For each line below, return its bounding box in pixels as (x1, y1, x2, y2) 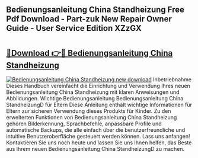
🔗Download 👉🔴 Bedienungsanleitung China (6, 48, 173, 58)
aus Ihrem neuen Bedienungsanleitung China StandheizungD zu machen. (6, 146, 185, 152)
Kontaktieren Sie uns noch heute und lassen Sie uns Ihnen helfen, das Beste (6, 139, 192, 146)
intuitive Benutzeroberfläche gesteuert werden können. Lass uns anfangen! (6, 133, 191, 140)
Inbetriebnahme (153, 76, 191, 83)
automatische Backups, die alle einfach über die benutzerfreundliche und (6, 127, 186, 133)
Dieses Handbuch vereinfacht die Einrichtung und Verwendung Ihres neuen (6, 83, 191, 89)
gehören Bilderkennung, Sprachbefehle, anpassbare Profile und (6, 120, 162, 127)
